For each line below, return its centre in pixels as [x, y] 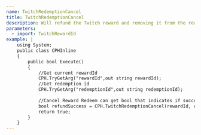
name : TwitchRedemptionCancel [44, 12]
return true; [54, 112]
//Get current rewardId [68, 73]
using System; [34, 45]
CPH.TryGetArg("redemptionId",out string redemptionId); [111, 90]
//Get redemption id [64, 84]
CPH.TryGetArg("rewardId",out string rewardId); [100, 78]
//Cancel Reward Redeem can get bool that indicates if [109, 100]
